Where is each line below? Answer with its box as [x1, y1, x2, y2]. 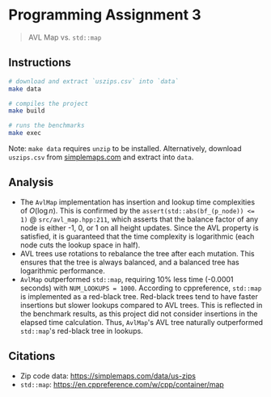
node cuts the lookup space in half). [19, 240, 141, 250]
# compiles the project [8, 99, 89, 108]
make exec [8, 129, 42, 137]
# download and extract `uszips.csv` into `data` [8, 77, 180, 86]
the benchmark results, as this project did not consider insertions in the [19, 309, 258, 319]
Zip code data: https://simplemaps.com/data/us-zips [19, 370, 197, 381]
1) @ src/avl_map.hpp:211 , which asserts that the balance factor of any [19, 214, 259, 224]
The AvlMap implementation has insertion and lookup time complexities [19, 196, 256, 207]
